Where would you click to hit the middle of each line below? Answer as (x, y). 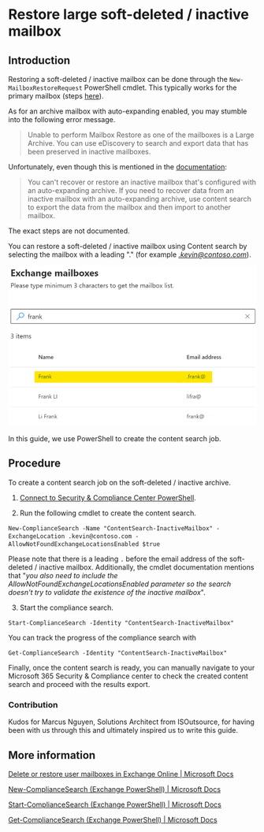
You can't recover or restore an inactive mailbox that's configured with (142, 182)
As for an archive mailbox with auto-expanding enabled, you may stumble (128, 111)
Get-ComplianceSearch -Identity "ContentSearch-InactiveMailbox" (117, 653)
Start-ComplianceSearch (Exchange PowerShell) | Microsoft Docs (115, 804)
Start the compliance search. (67, 607)
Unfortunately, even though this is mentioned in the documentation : (117, 167)
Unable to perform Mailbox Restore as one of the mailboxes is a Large (141, 135)
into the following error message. (62, 119)
